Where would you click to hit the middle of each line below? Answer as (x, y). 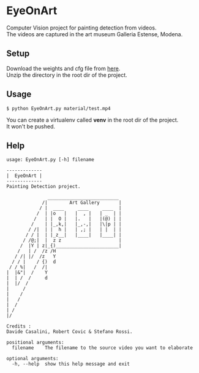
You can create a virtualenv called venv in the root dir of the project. (92, 120)
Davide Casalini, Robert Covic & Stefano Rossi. (69, 332)
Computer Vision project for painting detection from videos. (81, 28)
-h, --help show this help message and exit (71, 364)
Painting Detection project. (43, 187)
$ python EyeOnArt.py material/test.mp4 (59, 108)
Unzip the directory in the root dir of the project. (67, 75)
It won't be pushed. (31, 126)
